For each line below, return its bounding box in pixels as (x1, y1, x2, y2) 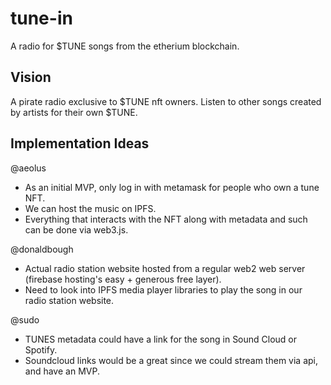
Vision (10, 69, 52, 86)
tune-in (10, 7, 73, 30)
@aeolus (10, 162, 47, 174)
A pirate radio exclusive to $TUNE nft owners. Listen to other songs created (10, 95, 322, 107)
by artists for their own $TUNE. (10, 106, 138, 118)
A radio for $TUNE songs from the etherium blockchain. (10, 40, 240, 52)
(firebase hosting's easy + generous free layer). (24, 273, 222, 285)
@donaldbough (10, 243, 74, 255)
